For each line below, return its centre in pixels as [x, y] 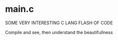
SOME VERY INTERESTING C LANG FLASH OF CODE [59, 23]
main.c [20, 9]
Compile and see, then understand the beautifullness [59, 32]
